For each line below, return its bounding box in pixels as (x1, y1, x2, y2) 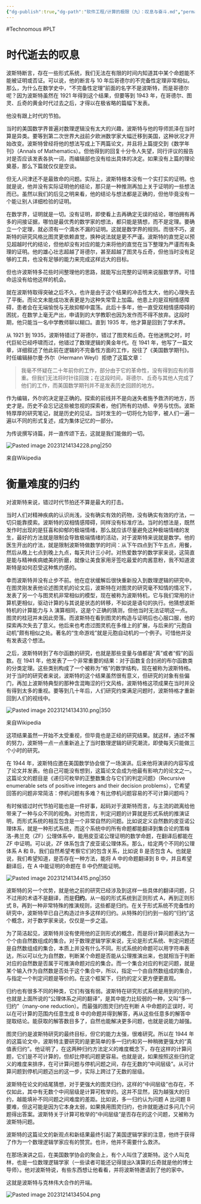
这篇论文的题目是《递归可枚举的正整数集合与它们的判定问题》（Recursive (6, 774, 185, 782)
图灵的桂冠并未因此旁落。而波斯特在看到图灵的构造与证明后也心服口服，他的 (6, 614, 195, 621)
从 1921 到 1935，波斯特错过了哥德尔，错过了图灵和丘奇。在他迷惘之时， (6, 331, 185, 338)
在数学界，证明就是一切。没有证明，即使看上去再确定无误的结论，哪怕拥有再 (6, 210, 195, 217)
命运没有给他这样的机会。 (6, 276, 69, 283)
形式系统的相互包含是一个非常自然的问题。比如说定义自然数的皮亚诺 (22, 817, 190, 824)
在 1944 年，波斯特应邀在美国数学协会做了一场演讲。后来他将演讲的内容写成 (6, 759, 194, 767)
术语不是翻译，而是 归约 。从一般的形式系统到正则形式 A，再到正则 (26, 894, 190, 901)
